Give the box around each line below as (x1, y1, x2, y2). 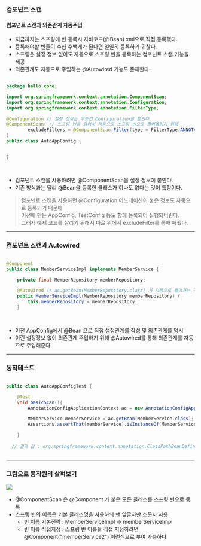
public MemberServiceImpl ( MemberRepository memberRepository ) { (17, 293, 181, 300)
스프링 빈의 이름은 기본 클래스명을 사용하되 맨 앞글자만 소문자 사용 (14, 511, 169, 518)
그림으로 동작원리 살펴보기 (6, 469, 77, 478)
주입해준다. (26, 341, 52, 349)
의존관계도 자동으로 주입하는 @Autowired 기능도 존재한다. (14, 66, 151, 73)
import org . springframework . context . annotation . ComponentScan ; (6, 94, 167, 100)
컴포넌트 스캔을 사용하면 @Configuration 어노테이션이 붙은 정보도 (20, 196, 175, 204)
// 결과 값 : (11, 443, 41, 449)
